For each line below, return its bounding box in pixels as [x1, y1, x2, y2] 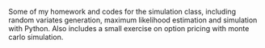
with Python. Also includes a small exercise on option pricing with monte [8, 24, 250, 33]
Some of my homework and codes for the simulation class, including [8, 7, 237, 16]
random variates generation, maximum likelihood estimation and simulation [8, 15, 258, 25]
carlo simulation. [8, 32, 64, 42]
